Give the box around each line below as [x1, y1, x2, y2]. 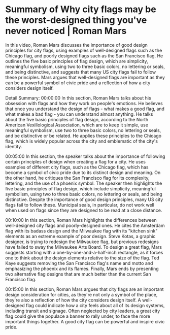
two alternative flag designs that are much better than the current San [5, 271, 151, 277]
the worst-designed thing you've [5, 14, 147, 26]
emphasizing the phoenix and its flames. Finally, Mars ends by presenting [5, 265, 159, 272]
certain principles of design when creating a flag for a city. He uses [5, 158, 146, 164]
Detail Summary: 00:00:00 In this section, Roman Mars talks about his [5, 95, 151, 101]
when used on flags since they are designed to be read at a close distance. [5, 207, 162, 213]
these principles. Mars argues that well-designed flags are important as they [5, 74, 165, 80]
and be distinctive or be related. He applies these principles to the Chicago [5, 132, 161, 139]
